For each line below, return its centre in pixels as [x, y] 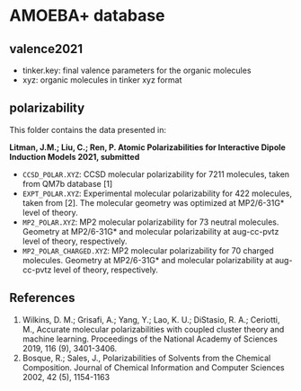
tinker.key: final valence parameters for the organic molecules [137, 70]
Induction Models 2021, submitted [75, 156]
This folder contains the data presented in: [88, 129]
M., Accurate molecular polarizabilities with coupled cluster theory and [153, 329]
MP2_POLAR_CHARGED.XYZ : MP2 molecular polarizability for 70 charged [148, 250]
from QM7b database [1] [67, 183]
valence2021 [46, 49]
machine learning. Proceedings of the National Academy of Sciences [150, 339]
